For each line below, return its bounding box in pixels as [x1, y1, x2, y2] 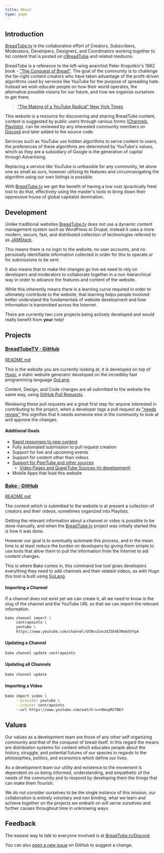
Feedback [5, 820, 36, 828]
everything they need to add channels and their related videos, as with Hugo [5, 568, 160, 574]
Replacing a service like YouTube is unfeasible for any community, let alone [5, 164, 157, 169]
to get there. [5, 94, 30, 100]
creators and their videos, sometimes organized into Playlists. [5, 508, 129, 514]
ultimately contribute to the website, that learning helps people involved [5, 292, 150, 298]
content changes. [5, 553, 41, 559]
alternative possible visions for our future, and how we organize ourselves [5, 89, 155, 95]
